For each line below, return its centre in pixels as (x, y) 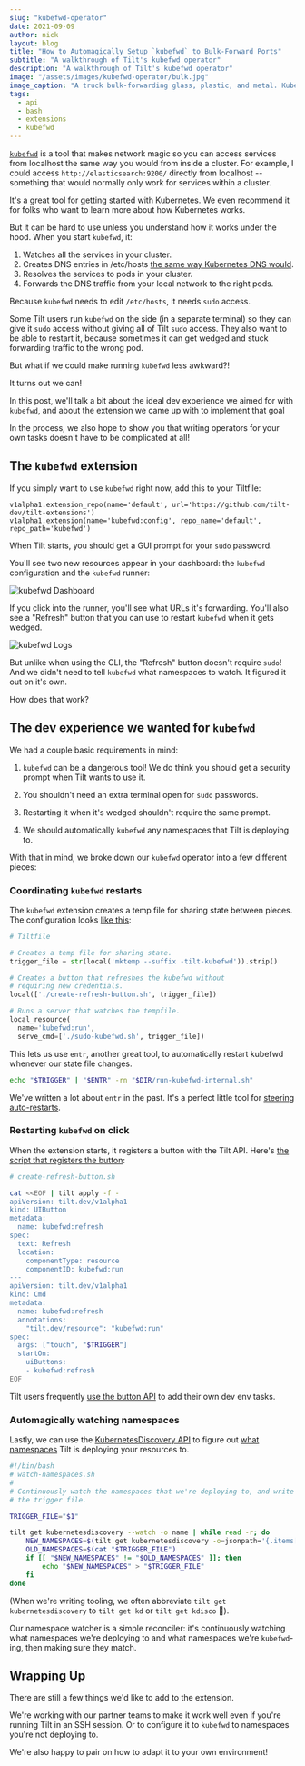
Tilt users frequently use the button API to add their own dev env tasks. (143, 1396)
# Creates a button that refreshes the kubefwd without (117, 978)
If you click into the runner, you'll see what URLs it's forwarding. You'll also (149, 608)
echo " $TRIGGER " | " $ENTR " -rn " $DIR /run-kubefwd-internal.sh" (132, 1080)
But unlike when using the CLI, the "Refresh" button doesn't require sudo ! (146, 662)
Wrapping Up (48, 1676)
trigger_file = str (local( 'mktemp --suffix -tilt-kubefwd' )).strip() (144, 961)
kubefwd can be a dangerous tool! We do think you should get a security (156, 767)
